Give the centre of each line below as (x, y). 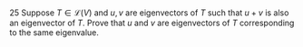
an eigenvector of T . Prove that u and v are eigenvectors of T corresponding (152, 23)
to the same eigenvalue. (54, 33)
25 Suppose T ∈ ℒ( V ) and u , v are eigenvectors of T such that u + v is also (149, 13)
